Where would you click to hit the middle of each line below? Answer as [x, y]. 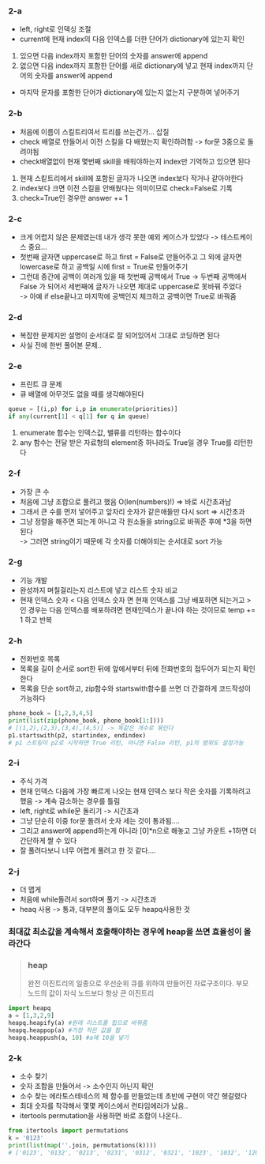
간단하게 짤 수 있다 [48, 840]
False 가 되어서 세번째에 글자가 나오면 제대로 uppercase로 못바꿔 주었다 [131, 286]
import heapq [30, 1008]
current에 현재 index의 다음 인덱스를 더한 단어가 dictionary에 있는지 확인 [132, 39]
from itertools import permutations [68, 1130]
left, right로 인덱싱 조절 [56, 29]
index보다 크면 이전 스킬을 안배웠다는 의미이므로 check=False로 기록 [126, 188]
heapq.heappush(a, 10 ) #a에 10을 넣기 [69, 1038]
